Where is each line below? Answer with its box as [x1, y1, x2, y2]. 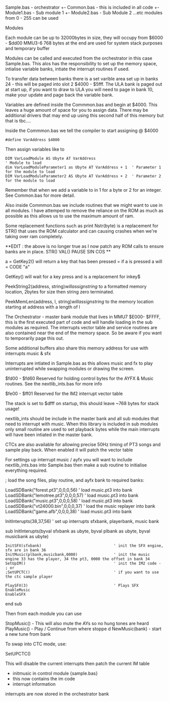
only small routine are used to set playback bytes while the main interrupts [5, 426, 160, 432]
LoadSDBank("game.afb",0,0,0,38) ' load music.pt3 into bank [5, 508, 132, 514]
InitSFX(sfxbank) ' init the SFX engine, [5, 543, 164, 548]
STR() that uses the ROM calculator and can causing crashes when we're [5, 228, 157, 234]
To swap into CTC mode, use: [5, 641, 67, 647]
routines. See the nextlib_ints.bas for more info [5, 381, 102, 386]
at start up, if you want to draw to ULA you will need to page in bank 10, [5, 86, 154, 93]
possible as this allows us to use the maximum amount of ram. [5, 213, 135, 219]
